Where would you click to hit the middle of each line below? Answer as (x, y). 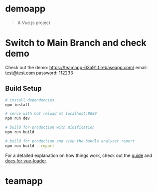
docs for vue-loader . (26, 160)
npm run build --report (30, 146)
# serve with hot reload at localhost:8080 (51, 114)
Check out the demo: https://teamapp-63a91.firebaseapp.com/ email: (77, 67)
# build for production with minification (50, 128)
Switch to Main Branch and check (76, 43)
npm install (17, 105)
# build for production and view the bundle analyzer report (70, 141)
